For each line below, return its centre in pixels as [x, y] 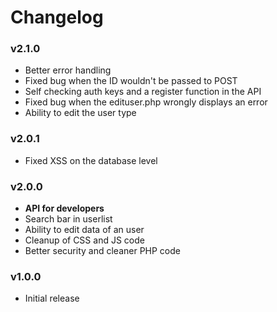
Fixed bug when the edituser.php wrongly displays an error [146, 102]
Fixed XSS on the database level [91, 160]
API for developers [64, 208]
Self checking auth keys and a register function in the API [143, 92]
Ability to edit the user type [80, 113]
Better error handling [68, 70]
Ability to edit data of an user [84, 230]
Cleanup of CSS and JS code [84, 240]
